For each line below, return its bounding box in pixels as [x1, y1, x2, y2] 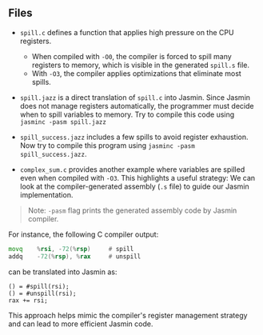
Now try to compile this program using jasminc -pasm [19, 140, 196, 150]
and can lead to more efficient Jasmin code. [8, 319, 153, 329]
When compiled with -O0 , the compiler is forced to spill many [31, 51, 232, 61]
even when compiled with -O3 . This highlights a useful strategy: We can [19, 173, 256, 182]
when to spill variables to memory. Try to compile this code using [19, 110, 235, 119]
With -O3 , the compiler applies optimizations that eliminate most [31, 68, 241, 78]
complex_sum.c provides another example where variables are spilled [19, 164, 245, 174]
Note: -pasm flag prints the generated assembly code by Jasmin [27, 205, 237, 215]
